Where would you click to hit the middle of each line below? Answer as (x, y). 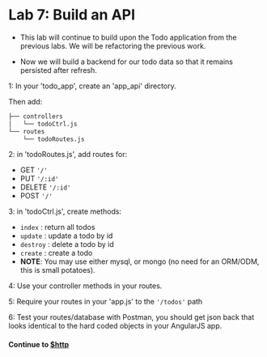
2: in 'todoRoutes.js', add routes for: (68, 155)
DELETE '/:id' (45, 187)
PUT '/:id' (39, 179)
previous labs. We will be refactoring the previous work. (113, 45)
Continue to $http (39, 345)
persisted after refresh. (58, 70)
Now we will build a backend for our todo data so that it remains (126, 62)
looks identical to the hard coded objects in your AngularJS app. (115, 326)
